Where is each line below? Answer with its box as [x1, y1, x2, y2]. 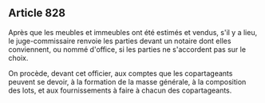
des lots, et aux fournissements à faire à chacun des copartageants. [8, 85, 232, 95]
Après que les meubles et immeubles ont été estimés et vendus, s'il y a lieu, [8, 27, 258, 37]
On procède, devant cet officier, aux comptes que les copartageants [8, 68, 233, 78]
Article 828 [8, 6, 66, 20]
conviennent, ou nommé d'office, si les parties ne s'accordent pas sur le [8, 44, 246, 54]
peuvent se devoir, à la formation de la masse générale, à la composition [8, 77, 247, 86]
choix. [8, 53, 29, 62]
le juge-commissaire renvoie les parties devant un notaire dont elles [8, 36, 231, 46]
